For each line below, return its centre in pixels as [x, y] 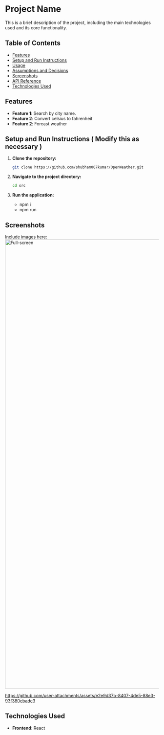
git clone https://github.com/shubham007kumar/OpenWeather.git [78, 167]
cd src [19, 186]
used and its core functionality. [36, 27]
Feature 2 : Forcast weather [40, 124]
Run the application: [33, 195]
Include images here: [26, 237]
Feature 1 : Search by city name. [44, 113]
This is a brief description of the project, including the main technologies [78, 22]
